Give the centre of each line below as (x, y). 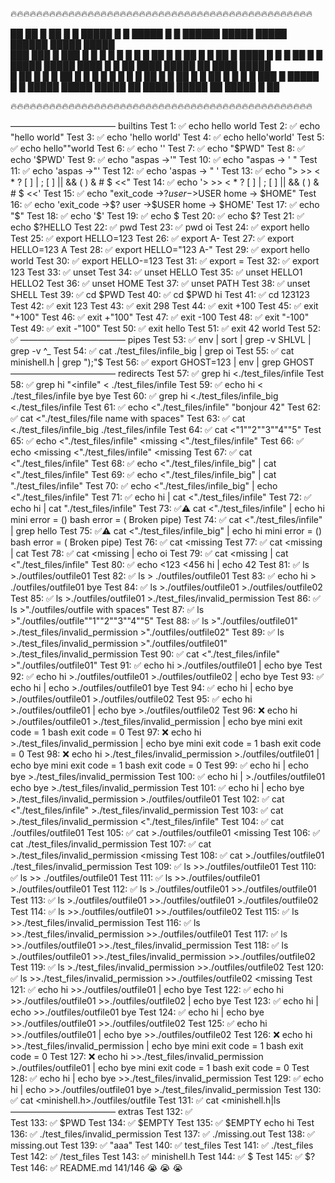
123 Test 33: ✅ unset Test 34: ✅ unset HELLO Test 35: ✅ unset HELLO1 (156, 272)
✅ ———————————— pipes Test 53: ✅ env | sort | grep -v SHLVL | (161, 339)
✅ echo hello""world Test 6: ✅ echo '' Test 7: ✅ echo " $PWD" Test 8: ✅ (157, 148)
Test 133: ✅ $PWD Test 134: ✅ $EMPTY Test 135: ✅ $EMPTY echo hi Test (162, 1122)
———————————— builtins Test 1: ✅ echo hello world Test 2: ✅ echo (165, 126)
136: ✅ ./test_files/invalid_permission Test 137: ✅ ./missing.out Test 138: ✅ (162, 1134)
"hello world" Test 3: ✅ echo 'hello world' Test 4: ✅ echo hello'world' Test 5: (167, 137)
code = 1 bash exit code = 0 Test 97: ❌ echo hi (106, 732)
